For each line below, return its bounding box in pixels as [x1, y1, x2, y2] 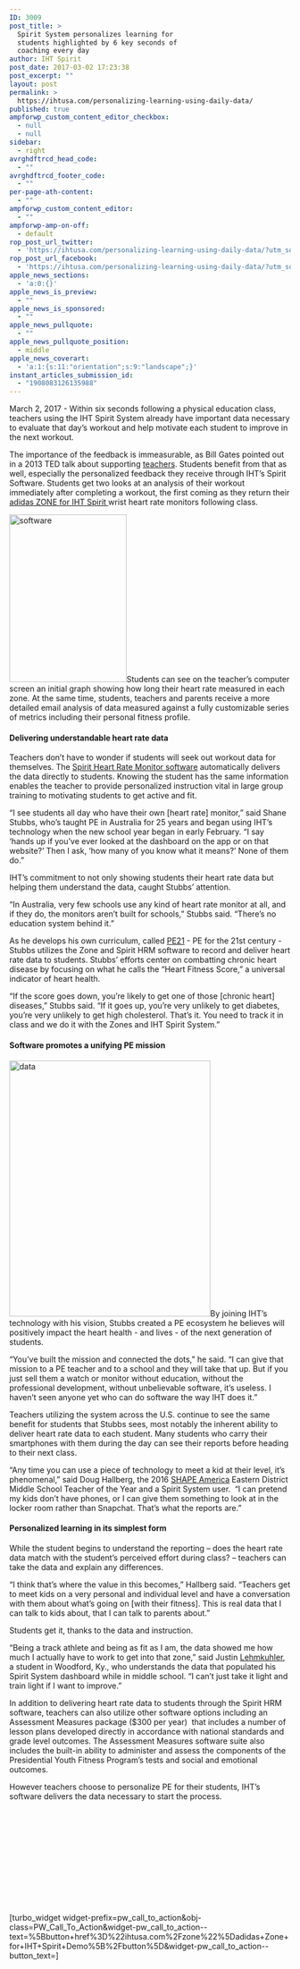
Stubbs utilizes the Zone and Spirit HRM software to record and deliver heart [9, 945, 291, 956]
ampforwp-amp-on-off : [9, 221, 90, 230]
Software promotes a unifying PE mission [9, 1039, 166, 1051]
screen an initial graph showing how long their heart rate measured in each [9, 683, 286, 694]
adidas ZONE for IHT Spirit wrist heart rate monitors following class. [9, 497, 259, 508]
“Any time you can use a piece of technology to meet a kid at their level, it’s [9, 1464, 286, 1475]
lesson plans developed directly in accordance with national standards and [9, 1726, 285, 1737]
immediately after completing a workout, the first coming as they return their [9, 487, 290, 498]
